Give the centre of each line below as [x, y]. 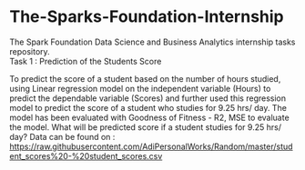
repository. [30, 51]
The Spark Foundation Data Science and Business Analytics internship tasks [152, 42]
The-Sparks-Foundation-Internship [147, 17]
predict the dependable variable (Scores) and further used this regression [148, 98]
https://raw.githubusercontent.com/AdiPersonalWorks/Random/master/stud [151, 146]
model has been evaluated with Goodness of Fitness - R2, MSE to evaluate [149, 117]
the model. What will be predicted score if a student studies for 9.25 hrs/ [146, 127]
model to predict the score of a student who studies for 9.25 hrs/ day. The [148, 107]
